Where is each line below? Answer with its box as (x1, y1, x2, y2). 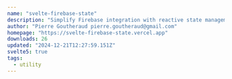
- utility (13, 61, 41, 68)
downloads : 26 (7, 36, 48, 43)
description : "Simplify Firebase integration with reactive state (7, 16, 202, 23)
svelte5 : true (7, 49, 48, 56)
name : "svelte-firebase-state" (7, 10, 97, 17)
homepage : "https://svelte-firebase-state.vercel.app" (7, 29, 168, 36)
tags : (7, 55, 23, 62)
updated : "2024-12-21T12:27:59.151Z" (7, 42, 116, 49)
